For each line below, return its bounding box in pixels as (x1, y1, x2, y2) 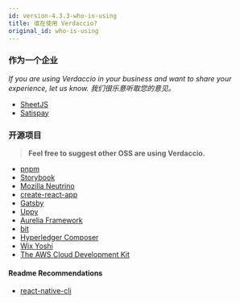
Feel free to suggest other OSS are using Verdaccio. (27, 148, 205, 158)
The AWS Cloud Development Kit (19, 249, 130, 259)
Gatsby (19, 198, 44, 208)
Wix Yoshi (19, 241, 54, 251)
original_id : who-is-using (8, 27, 99, 35)
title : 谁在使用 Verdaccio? (8, 19, 98, 27)
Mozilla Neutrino (19, 181, 75, 190)
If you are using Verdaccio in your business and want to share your (8, 73, 232, 83)
